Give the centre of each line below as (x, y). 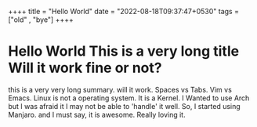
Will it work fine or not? (85, 68)
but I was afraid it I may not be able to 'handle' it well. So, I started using (124, 106)
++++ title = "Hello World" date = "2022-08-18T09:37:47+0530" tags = (123, 11)
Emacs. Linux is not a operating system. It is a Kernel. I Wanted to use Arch (129, 98)
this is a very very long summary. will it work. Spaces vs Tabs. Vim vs (120, 89)
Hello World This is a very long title (124, 51)
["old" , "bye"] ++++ (41, 20)
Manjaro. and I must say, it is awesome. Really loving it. (97, 114)
